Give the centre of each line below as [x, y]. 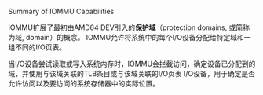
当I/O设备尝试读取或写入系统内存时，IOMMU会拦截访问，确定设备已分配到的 [132, 64]
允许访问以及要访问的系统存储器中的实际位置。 [84, 83]
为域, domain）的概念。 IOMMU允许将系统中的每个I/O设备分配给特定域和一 [130, 37]
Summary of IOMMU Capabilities [61, 11]
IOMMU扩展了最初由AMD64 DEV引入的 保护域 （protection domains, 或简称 [129, 27]
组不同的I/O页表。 [37, 47]
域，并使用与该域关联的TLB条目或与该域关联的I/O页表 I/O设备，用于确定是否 [132, 73]
